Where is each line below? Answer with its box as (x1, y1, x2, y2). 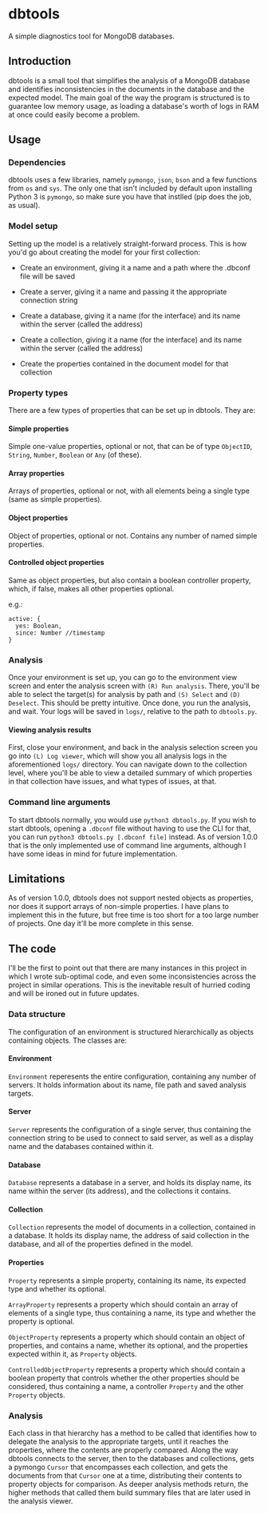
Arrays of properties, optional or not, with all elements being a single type (8, 486, 250, 496)
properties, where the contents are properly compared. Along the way (8, 1445, 238, 1455)
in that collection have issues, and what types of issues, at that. (8, 777, 217, 787)
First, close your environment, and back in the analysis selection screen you (8, 743, 258, 752)
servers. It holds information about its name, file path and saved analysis (8, 1079, 247, 1089)
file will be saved (19, 271, 76, 281)
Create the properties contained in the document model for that (19, 358, 229, 368)
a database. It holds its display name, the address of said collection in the (8, 1231, 250, 1240)
